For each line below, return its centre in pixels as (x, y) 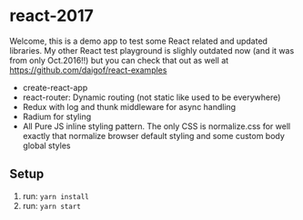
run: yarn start (52, 205)
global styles (46, 145)
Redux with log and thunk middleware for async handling (129, 106)
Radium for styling (57, 116)
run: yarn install (56, 195)
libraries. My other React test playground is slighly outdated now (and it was (152, 50)
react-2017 (51, 16)
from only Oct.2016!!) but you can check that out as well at (119, 60)
